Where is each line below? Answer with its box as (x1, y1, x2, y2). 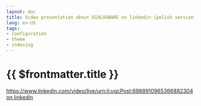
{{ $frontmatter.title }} (6, 68, 119, 81)
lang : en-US (6, 20, 36, 26)
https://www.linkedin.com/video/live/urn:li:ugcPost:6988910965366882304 (6, 87, 193, 94)
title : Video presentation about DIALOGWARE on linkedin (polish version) (6, 14, 197, 20)
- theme (6, 36, 26, 42)
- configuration (6, 31, 47, 37)
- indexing (6, 42, 33, 48)
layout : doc (6, 8, 36, 15)
